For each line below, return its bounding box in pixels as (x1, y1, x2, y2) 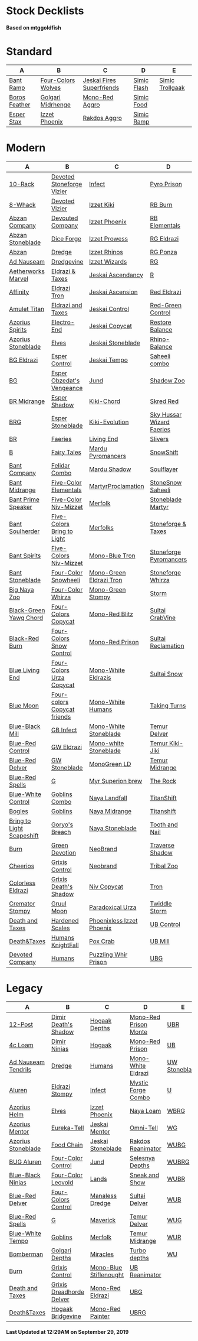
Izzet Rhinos (89, 248, 124, 256)
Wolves (40, 83, 61, 92)
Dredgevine (51, 257, 84, 265)
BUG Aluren (9, 1157, 42, 1165)
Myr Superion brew (89, 777, 143, 785)
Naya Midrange (89, 807, 132, 815)
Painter (90, 1312, 110, 1320)
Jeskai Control (89, 304, 130, 313)
